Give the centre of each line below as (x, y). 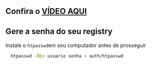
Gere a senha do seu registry (59, 31)
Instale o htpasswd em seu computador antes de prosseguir (76, 46)
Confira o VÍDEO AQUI (46, 11)
